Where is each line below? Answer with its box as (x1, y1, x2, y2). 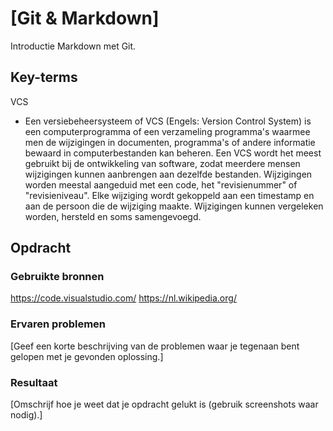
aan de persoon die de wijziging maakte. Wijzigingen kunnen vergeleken (24, 200, 324, 212)
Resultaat (10, 375, 58, 389)
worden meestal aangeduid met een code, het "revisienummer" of (24, 178, 298, 191)
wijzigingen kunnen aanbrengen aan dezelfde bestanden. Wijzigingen (24, 168, 313, 180)
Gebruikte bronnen (10, 270, 105, 284)
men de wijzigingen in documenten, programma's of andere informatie (24, 136, 316, 148)
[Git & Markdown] (10, 7, 160, 30)
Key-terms (10, 69, 78, 86)
